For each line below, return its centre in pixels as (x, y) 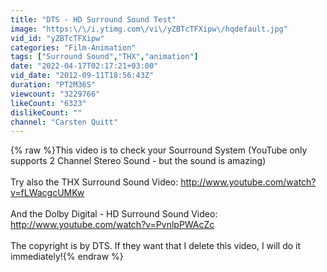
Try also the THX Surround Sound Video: (94, 182)
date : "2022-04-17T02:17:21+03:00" (84, 66)
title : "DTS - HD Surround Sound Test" (93, 19)
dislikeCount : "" (46, 112)
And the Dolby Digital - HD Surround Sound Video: (114, 214)
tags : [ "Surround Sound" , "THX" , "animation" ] (104, 57)
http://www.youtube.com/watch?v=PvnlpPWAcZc (112, 225)
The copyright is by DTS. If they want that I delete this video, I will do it (156, 246)
